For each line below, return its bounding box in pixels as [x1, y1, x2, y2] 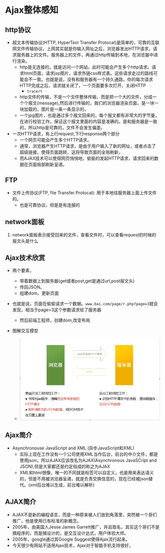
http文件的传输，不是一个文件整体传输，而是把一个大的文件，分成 [19, 94, 153, 100]
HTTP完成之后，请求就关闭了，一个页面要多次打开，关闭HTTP [19, 83, 146, 88]
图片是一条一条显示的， [41, 106, 89, 112]
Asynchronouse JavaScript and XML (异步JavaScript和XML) [12, 445, 135, 451]
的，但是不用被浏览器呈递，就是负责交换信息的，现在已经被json [19, 475, 149, 482]
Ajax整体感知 [5, 4, 58, 16]
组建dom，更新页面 [19, 291, 59, 296]
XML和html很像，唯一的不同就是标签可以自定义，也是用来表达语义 [19, 469, 154, 475]
